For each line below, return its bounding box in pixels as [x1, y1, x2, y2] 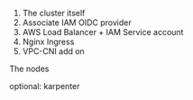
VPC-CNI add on [22, 46, 86, 57]
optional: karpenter [9, 81, 80, 91]
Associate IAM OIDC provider [22, 17, 133, 28]
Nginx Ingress [22, 36, 75, 47]
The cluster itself [22, 8, 86, 18]
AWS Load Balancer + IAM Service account [22, 27, 184, 37]
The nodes [9, 63, 50, 74]
